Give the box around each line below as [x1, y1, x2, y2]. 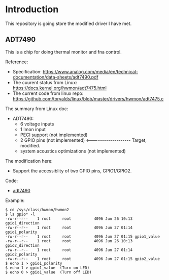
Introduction [5, 4, 59, 15]
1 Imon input [20, 126, 46, 132]
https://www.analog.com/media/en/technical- [43, 68, 139, 74]
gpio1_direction [5, 220, 40, 225]
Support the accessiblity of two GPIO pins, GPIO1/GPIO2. [12, 167, 132, 174]
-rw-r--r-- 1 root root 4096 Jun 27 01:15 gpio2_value [5, 256, 160, 261]
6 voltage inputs [20, 121, 54, 127]
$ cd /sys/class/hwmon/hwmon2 [5, 207, 70, 212]
